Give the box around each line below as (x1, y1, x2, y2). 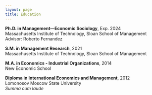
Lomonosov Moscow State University (5, 80, 82, 86)
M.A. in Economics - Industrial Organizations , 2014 (5, 60, 112, 66)
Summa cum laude (5, 85, 44, 91)
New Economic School (5, 65, 51, 71)
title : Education (5, 12, 41, 17)
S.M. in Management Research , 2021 (5, 45, 82, 51)
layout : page (5, 7, 32, 12)
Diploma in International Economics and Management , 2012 (5, 75, 130, 81)
